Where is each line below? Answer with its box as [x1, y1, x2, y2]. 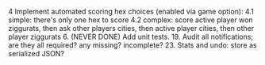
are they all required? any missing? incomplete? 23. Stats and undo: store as [8, 40, 257, 50]
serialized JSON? [8, 49, 65, 58]
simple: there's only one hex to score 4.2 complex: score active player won [8, 15, 253, 25]
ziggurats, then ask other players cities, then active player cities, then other [8, 24, 255, 32]
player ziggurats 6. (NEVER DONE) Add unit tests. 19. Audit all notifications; [8, 32, 254, 41]
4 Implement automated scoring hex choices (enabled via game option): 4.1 [8, 7, 254, 16]
